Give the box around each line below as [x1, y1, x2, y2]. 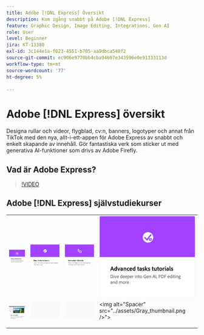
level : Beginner [6, 35, 47, 42]
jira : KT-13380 [6, 42, 45, 48]
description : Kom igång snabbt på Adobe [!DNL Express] [6, 16, 151, 22]
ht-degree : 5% [6, 74, 42, 80]
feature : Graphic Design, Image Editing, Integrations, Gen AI [6, 22, 170, 29]
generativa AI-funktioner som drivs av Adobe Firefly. [6, 147, 138, 154]
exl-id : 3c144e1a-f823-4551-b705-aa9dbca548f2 [6, 49, 126, 55]
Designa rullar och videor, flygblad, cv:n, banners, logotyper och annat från [6, 128, 194, 135]
